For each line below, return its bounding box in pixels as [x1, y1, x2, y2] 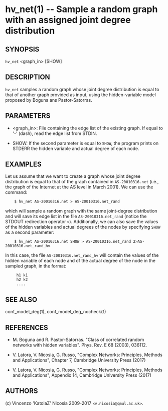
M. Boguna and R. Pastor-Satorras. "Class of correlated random [12, 336, 144, 343]
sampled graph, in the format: [5, 263, 67, 269]
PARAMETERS [5, 112, 51, 120]
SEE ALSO [5, 295, 38, 304]
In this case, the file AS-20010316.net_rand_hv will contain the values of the [5, 252, 159, 258]
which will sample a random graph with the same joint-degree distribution [5, 208, 157, 214]
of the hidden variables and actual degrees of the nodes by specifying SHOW [5, 224, 160, 230]
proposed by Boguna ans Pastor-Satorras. [5, 97, 92, 103]
